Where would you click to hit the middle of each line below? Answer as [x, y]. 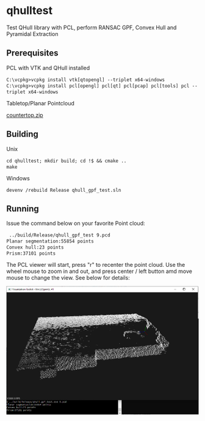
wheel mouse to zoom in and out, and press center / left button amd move [99, 271]
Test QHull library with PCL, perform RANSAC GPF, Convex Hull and [92, 27]
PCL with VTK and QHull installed [48, 68]
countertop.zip [25, 115]
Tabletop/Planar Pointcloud [40, 103]
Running [23, 209]
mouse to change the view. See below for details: [68, 278]
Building [22, 134]
